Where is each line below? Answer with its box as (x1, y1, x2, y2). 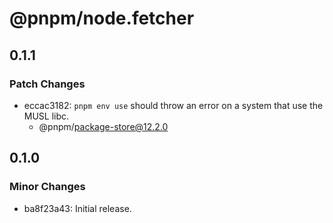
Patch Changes (9, 77, 86, 91)
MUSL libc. (23, 110, 70, 122)
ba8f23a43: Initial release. (23, 202, 132, 214)
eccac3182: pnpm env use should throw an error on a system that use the (23, 99, 324, 111)
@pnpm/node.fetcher (9, 7, 195, 30)
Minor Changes (9, 180, 86, 194)
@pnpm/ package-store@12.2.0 (38, 120, 169, 132)
